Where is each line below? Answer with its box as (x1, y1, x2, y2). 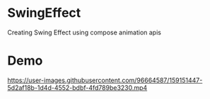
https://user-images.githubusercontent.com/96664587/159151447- (7, 76, 203, 84)
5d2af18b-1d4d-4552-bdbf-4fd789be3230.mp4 (7, 83, 148, 92)
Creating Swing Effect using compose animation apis (7, 28, 161, 37)
